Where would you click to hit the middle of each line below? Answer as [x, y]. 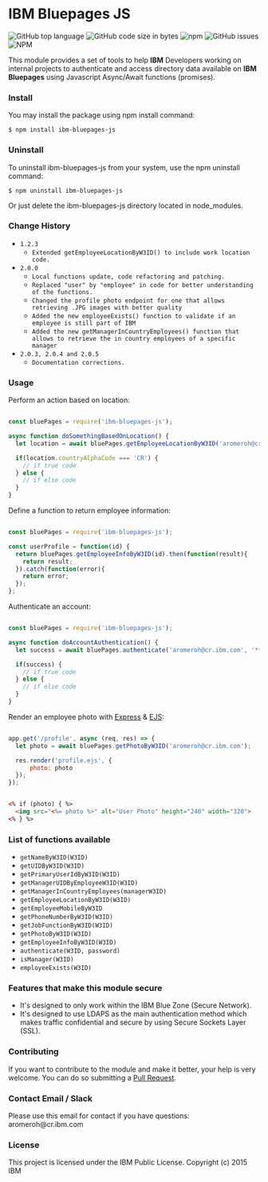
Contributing [33, 1052]
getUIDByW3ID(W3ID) [52, 866]
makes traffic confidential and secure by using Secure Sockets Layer [133, 1022]
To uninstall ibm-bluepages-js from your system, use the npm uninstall [124, 167]
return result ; [48, 561]
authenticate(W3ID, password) [70, 951]
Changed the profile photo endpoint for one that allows [128, 301]
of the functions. [62, 292]
